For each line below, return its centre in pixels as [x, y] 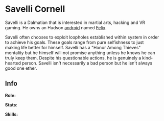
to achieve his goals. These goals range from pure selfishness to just [74, 42]
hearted [13, 63]
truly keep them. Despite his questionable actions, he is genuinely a [73, 58]
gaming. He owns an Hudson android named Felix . [56, 27]
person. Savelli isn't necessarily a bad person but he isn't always [87, 63]
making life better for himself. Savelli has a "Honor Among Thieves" [73, 47]
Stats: [12, 105]
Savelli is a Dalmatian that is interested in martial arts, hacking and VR [75, 22]
